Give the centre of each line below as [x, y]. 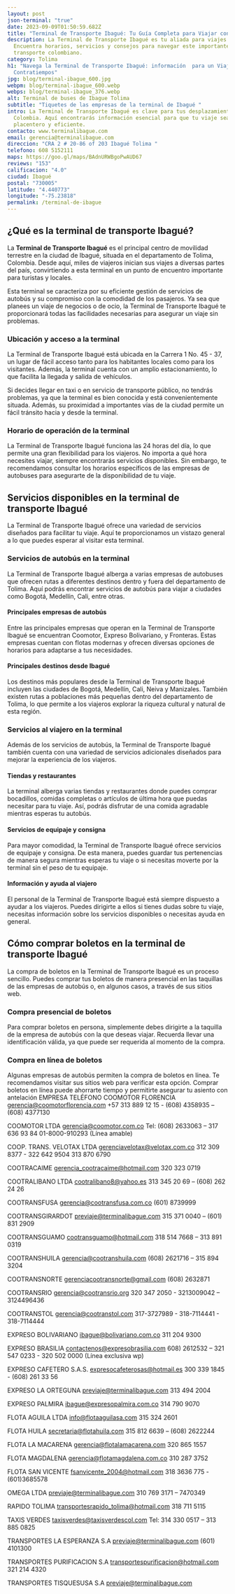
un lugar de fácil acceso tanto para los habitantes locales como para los [111, 362]
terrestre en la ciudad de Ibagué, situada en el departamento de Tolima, [111, 255]
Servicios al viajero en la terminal [65, 729]
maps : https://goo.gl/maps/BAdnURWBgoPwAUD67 [74, 157]
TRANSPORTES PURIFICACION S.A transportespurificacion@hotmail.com [113, 1562]
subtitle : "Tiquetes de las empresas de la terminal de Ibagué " [104, 105]
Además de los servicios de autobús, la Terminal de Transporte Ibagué [109, 745]
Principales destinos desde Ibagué [59, 666]
